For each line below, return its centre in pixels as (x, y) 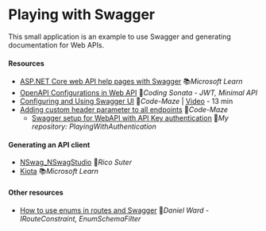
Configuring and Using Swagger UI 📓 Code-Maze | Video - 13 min (126, 102)
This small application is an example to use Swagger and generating (120, 37)
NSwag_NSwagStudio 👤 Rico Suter (76, 162)
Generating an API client (49, 144)
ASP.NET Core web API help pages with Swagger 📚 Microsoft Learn (131, 82)
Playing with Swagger (82, 15)
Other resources (36, 192)
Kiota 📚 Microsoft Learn (59, 171)
